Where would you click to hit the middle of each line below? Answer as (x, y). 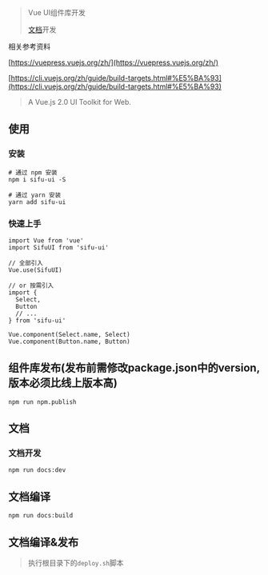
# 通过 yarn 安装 (35, 195)
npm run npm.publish (43, 402)
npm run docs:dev (37, 470)
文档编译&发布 (44, 542)
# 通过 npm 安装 (33, 172)
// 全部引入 (26, 263)
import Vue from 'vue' (46, 240)
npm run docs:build (41, 516)
